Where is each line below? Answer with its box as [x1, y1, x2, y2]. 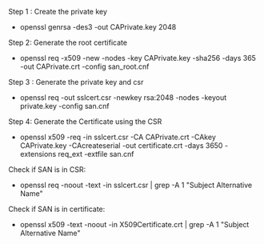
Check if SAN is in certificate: [8, 204, 106, 214]
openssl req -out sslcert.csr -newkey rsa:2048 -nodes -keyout [19, 93, 227, 102]
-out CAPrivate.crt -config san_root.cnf [19, 62, 150, 71]
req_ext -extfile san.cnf [58, 150, 134, 158]
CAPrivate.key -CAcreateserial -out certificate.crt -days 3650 [19, 141, 223, 150]
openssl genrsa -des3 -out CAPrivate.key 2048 [19, 22, 177, 31]
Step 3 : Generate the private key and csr [8, 78, 144, 86]
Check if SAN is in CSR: [8, 165, 86, 174]
